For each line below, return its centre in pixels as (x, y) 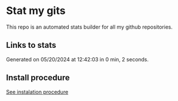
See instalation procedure (37, 92)
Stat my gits (36, 11)
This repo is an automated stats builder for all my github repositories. (89, 27)
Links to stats (31, 45)
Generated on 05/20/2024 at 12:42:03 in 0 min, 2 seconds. (77, 59)
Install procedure (38, 78)
